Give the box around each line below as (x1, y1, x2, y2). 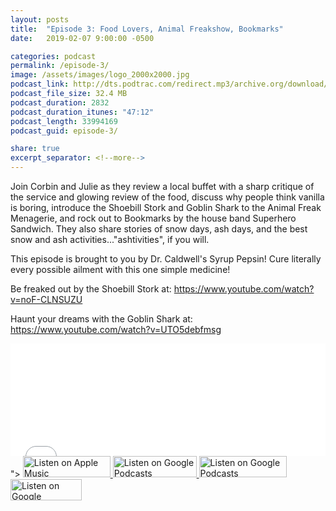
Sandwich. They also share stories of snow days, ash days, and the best (10, 223, 308, 235)
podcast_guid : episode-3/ (10, 126, 118, 136)
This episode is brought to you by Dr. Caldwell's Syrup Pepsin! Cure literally (10, 253, 322, 265)
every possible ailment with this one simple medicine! (10, 264, 231, 275)
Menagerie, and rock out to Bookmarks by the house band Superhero (10, 212, 297, 224)
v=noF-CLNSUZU (10, 294, 83, 305)
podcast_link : (10, 79, 70, 90)
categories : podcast (10, 51, 97, 61)
